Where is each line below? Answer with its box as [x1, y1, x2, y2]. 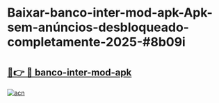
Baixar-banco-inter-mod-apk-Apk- [7, 5, 213, 21]
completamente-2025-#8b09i [7, 35, 186, 50]
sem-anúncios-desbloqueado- [7, 19, 190, 35]
